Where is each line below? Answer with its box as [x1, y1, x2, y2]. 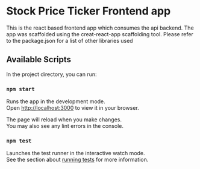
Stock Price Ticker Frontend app [6, 4, 171, 18]
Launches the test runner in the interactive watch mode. [6, 150, 146, 157]
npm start [6, 86, 35, 92]
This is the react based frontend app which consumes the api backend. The [6, 24, 194, 31]
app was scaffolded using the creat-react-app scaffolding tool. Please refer [6, 30, 194, 37]
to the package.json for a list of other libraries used [6, 37, 134, 44]
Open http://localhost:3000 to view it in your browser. [6, 104, 140, 112]
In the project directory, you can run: [6, 71, 97, 78]
